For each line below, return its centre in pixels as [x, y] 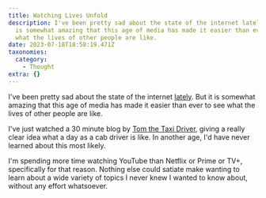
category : [31, 60]
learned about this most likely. [57, 145]
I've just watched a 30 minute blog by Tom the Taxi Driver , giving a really [127, 129]
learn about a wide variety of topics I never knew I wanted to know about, [128, 177]
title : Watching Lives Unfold [58, 15]
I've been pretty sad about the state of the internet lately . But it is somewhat [132, 96]
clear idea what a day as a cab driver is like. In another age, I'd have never [129, 137]
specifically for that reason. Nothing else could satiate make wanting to [124, 169]
